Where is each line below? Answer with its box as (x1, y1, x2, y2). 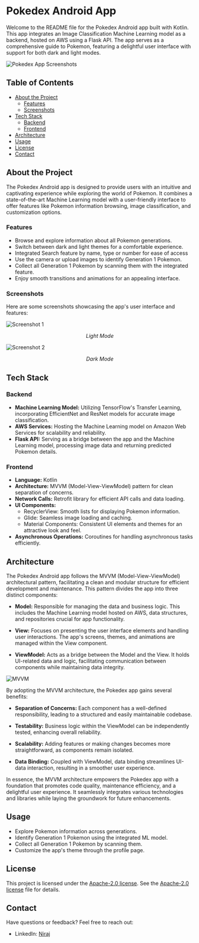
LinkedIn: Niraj (14, 931, 50, 938)
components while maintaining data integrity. (14, 663, 125, 670)
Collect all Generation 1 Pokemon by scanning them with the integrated (14, 262, 188, 269)
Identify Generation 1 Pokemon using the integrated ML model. (14, 834, 168, 841)
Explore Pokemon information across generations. (14, 827, 138, 835)
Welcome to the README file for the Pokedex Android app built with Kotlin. (6, 24, 189, 31)
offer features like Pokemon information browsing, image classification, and (6, 202, 191, 209)
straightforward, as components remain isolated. (14, 746, 134, 754)
